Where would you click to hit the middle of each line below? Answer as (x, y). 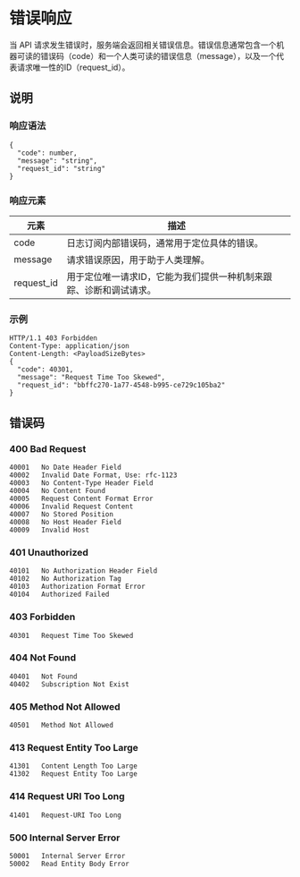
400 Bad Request (48, 448)
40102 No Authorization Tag (66, 579)
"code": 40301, (46, 370)
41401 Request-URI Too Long (66, 815)
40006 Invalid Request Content (71, 507)
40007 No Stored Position (62, 514)
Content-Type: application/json (69, 346)
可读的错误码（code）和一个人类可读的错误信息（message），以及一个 (146, 55)
